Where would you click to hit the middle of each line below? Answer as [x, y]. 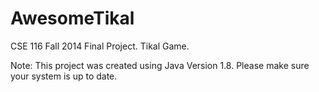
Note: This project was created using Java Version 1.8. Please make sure [160, 65]
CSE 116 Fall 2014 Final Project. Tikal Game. [100, 46]
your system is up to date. [64, 76]
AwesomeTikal [72, 18]
